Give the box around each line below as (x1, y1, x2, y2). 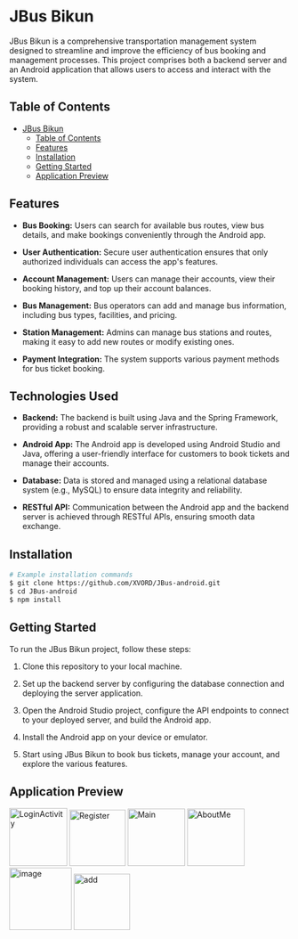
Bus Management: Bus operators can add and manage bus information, (21, 300, 287, 311)
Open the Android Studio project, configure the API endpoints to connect (21, 705, 289, 715)
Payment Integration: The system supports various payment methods (21, 354, 280, 364)
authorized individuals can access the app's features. (21, 256, 219, 266)
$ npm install (9, 595, 62, 604)
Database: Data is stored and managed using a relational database (21, 475, 268, 486)
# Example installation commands (9, 570, 133, 580)
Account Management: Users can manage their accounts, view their (21, 274, 276, 284)
